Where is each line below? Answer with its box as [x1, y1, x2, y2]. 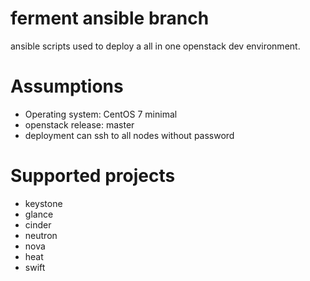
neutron [24, 229, 58, 241]
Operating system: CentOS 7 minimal [24, 108, 178, 120]
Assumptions [10, 75, 124, 98]
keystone [24, 197, 63, 209]
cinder [24, 218, 52, 231]
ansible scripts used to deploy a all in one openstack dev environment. [10, 40, 301, 52]
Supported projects [10, 165, 176, 187]
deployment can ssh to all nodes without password [24, 129, 235, 141]
